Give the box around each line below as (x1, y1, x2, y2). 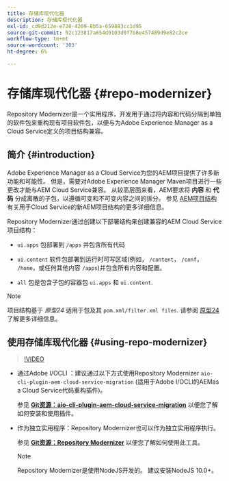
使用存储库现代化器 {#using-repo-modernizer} (7, 336, 208, 348)
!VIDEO (23, 355, 44, 363)
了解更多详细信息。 (7, 314, 62, 323)
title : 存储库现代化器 (7, 10, 65, 17)
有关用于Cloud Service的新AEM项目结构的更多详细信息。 (7, 203, 168, 211)
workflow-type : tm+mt (7, 36, 69, 42)
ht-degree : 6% (7, 49, 48, 56)
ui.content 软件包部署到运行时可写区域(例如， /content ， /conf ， (16, 255, 203, 263)
